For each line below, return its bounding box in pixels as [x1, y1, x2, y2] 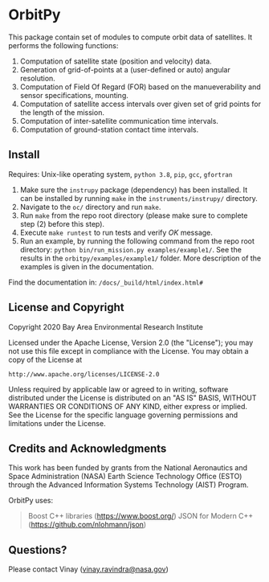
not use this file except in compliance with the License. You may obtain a [8, 346, 249, 355]
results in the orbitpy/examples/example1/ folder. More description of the [19, 253, 262, 263]
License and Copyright [8, 301, 124, 314]
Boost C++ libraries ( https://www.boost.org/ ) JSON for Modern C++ [27, 511, 254, 521]
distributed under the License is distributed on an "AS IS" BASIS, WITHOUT [8, 392, 257, 403]
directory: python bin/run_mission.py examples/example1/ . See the [19, 244, 243, 254]
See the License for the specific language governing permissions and [8, 410, 238, 420]
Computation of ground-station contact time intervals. [19, 125, 199, 134]
